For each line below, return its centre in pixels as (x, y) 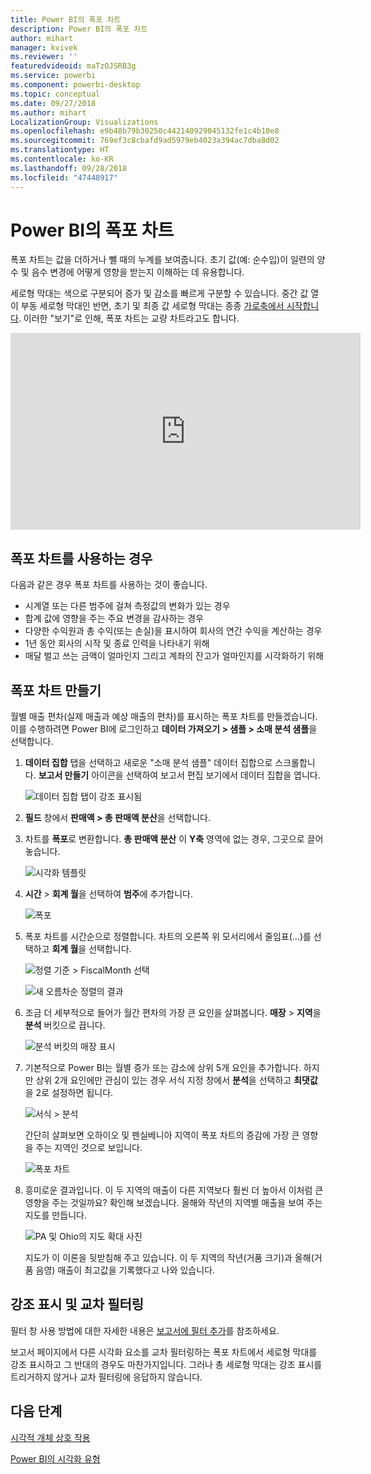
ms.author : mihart (48, 112)
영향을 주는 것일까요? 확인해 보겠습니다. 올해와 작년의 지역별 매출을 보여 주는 (173, 1203)
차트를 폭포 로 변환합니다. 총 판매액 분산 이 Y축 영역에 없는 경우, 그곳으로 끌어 (174, 839)
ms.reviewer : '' (44, 57)
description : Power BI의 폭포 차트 (79, 29)
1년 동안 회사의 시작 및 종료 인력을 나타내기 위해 (117, 643)
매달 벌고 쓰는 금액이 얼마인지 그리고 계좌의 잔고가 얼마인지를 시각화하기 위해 (174, 656)
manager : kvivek (44, 47)
